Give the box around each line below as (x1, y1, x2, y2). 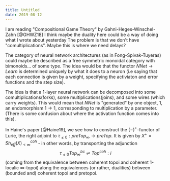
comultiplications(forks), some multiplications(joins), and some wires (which (5, 94, 165, 100)
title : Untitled (5, 7, 40, 13)
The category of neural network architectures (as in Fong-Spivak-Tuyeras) (5, 52, 161, 58)
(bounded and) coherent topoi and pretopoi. (5, 170, 98, 176)
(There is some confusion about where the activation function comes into (5, 110, 159, 117)
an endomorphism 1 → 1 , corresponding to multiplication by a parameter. (5, 105, 158, 111)
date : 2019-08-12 (5, 12, 42, 17)
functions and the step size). (5, 79, 65, 85)
